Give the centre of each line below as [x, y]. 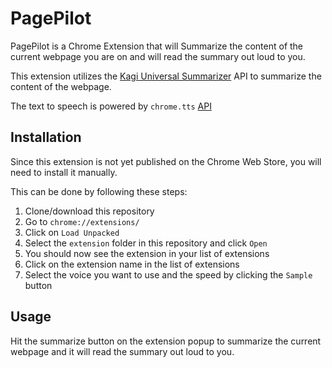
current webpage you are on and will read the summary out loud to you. [158, 56]
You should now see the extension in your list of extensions [147, 253]
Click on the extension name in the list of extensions [132, 264]
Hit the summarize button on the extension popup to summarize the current [166, 341]
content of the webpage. [61, 86]
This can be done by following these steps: [99, 191]
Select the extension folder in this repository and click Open [146, 243]
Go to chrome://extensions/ [82, 221]
